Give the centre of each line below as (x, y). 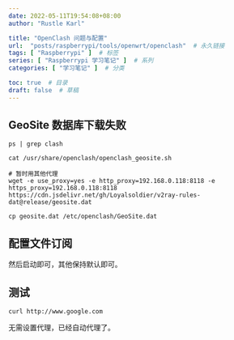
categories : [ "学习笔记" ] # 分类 (66, 68)
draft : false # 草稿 (44, 90)
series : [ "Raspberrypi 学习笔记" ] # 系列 (81, 61)
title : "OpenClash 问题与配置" (58, 38)
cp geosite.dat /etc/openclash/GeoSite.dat (83, 217)
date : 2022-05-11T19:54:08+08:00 (65, 16)
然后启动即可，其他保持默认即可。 (65, 265)
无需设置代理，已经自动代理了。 (62, 328)
